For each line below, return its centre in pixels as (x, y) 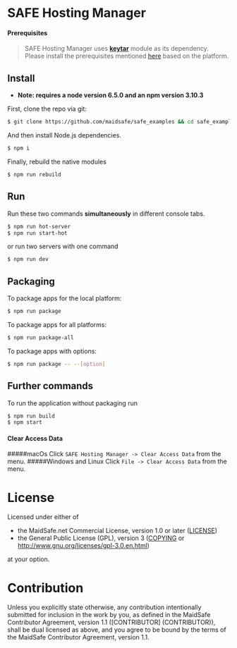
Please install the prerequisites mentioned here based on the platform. (127, 56)
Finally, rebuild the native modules (57, 161)
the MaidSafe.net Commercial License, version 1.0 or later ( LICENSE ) (117, 531)
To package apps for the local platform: (65, 298)
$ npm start (25, 422)
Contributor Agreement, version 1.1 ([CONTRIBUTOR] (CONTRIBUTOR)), (111, 623)
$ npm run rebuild (34, 174)
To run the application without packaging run (72, 403)
